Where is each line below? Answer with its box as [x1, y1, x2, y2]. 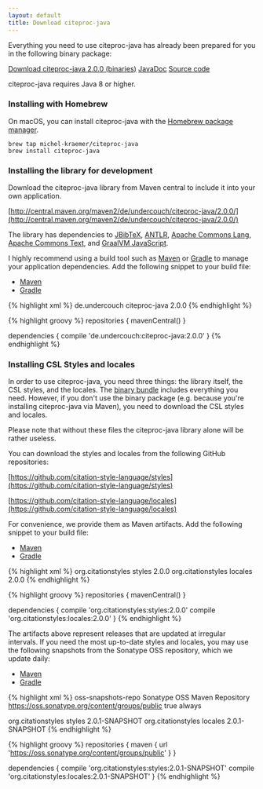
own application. [8, 192, 62, 201]
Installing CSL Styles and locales [8, 359, 136, 370]
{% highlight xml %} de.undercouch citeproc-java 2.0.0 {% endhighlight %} [8, 301, 253, 310]
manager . [8, 125, 39, 134]
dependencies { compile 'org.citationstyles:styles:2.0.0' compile [8, 605, 216, 615]
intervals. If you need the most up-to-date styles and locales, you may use [8, 637, 249, 647]
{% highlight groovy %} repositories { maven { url [8, 740, 168, 750]
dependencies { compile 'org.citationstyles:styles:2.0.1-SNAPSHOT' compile [8, 763, 255, 773]
